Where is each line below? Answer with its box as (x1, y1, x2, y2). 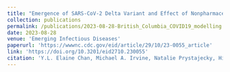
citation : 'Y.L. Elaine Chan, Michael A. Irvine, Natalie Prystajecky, (7, 55, 216, 62)
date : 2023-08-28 (7, 29, 57, 36)
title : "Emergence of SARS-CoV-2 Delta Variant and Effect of (7, 10, 188, 17)
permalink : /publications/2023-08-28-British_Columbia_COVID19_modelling (7, 23, 222, 29)
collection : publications (7, 16, 81, 23)
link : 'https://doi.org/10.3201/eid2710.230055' (7, 49, 149, 56)
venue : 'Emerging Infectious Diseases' (7, 36, 121, 43)
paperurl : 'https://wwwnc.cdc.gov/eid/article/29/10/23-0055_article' (7, 42, 213, 49)
